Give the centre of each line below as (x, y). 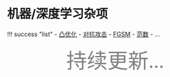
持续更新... (115, 61)
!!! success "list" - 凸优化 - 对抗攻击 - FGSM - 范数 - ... (84, 34)
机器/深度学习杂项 (58, 14)
